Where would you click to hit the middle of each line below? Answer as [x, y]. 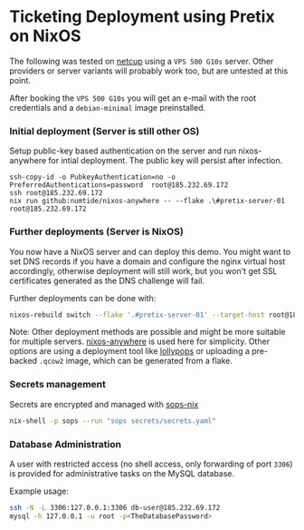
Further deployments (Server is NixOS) [96, 231]
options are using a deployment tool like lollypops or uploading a [130, 351]
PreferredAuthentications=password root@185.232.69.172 [119, 185]
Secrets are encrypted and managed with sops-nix [104, 404]
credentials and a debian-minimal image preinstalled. [108, 107]
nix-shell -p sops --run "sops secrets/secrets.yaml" [113, 421]
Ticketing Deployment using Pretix [142, 17]
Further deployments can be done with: [83, 298]
